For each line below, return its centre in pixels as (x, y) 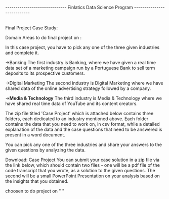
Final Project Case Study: (32, 28)
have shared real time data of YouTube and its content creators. (72, 104)
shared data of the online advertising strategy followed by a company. (78, 88)
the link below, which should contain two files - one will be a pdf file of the (83, 165)
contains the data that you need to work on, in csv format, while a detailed (82, 124)
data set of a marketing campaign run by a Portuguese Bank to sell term (80, 68)
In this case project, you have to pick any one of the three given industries (82, 47)
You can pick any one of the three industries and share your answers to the (83, 144)
